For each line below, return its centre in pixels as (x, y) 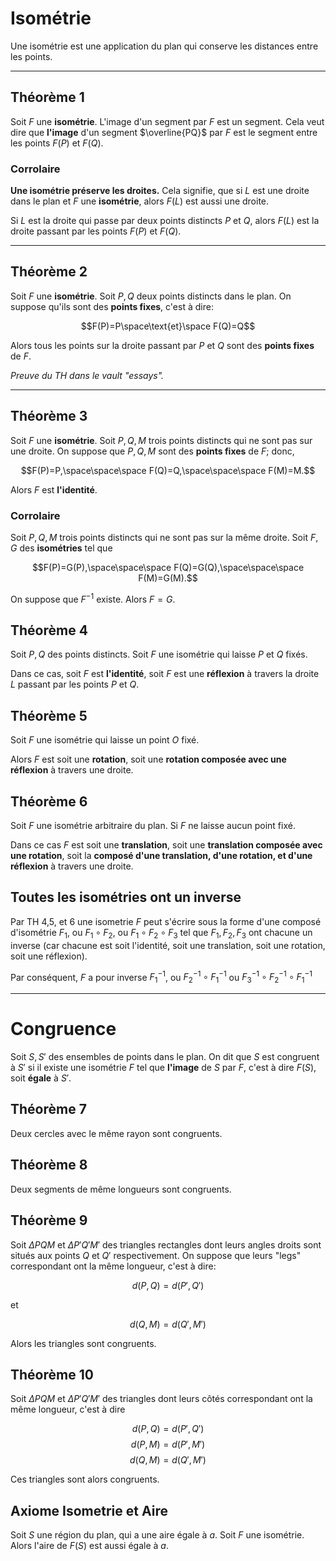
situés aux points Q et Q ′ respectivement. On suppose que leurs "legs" (156, 1255)
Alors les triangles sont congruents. (83, 1343)
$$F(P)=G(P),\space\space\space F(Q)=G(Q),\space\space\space (168, 567)
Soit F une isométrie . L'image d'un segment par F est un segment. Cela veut (167, 121)
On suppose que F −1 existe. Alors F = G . (93, 598)
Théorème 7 (48, 1109)
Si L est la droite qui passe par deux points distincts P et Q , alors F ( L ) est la (165, 221)
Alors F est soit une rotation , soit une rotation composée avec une (148, 759)
